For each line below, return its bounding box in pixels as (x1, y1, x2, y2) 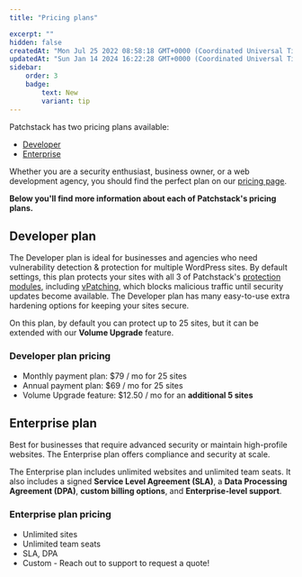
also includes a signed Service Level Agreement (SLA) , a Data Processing (9, 476, 288, 487)
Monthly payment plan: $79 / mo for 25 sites (22, 371, 187, 381)
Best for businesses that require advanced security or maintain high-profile (9, 439, 288, 451)
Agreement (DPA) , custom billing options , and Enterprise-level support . (9, 486, 282, 497)
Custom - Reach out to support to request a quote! (22, 557, 210, 568)
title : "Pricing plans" (9, 13, 99, 23)
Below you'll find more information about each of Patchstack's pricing (9, 193, 277, 204)
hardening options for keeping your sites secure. (9, 300, 190, 311)
